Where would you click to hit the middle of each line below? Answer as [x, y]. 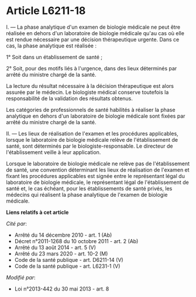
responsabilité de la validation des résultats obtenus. [70, 98]
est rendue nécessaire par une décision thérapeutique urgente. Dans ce [93, 39]
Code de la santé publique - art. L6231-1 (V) [67, 266]
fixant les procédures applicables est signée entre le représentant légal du [96, 176]
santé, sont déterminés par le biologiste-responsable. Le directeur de [90, 146]
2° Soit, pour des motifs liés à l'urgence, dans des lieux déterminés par [92, 68]
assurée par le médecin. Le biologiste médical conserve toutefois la [87, 92]
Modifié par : [21, 277]
